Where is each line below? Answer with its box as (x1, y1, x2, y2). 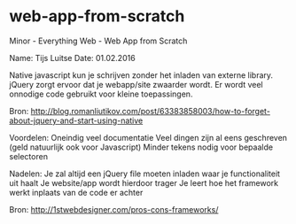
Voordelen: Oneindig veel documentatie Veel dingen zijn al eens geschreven (9, 132, 288, 143)
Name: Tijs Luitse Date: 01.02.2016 (9, 52, 136, 63)
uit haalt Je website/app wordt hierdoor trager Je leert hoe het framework (9, 177, 279, 188)
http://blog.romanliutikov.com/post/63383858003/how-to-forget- (30, 105, 270, 116)
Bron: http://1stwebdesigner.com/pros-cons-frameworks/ (9, 204, 219, 214)
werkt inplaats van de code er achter (9, 187, 144, 197)
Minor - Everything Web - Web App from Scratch (9, 35, 188, 46)
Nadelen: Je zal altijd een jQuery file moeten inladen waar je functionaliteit (9, 168, 281, 179)
